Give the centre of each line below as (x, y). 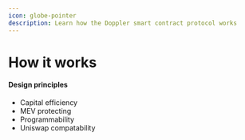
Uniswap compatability (57, 127)
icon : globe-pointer (43, 16)
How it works (53, 62)
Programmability (47, 119)
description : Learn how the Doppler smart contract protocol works (123, 23)
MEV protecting (45, 111)
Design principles (38, 85)
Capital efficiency (49, 102)
